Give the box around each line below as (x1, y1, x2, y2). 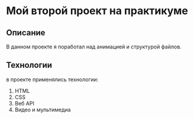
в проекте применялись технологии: (6, 75, 99, 83)
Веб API (14, 100, 34, 107)
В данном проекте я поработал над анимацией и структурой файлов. (6, 43, 182, 50)
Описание (6, 28, 46, 38)
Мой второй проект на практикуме (6, 4, 188, 18)
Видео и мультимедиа (14, 106, 71, 113)
